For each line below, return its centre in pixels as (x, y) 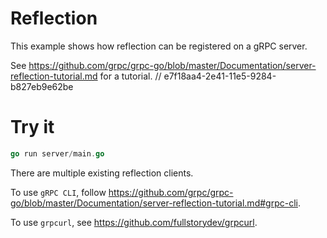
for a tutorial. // (130, 76)
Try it (32, 127)
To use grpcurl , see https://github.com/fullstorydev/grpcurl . (134, 222)
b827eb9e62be (42, 86)
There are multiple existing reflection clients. (102, 173)
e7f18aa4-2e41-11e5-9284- (220, 76)
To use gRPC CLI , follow (58, 192)
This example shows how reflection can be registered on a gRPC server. (159, 46)
